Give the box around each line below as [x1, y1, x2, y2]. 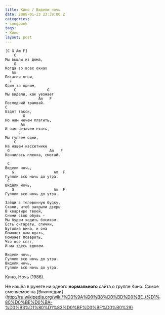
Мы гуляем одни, [5, 135, 39, 140]
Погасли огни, [5, 74, 35, 79]
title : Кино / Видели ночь [5, 7, 61, 12]
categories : [5, 16, 30, 21]
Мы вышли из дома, [5, 57, 43, 62]
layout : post [5, 35, 32, 40]
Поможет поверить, [5, 235, 43, 240]
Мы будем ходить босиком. [5, 217, 58, 222]
